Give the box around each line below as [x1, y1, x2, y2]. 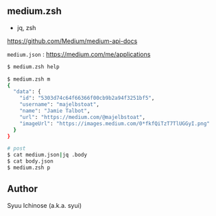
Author [7, 183, 38, 195]
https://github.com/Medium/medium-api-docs [7, 37, 138, 45]
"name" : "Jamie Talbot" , [19, 107, 91, 115]
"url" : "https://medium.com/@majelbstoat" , [19, 113, 146, 120]
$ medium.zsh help [7, 63, 60, 70]
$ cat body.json [7, 158, 53, 165]
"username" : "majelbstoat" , [19, 101, 99, 108]
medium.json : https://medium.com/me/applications [7, 50, 151, 58]
